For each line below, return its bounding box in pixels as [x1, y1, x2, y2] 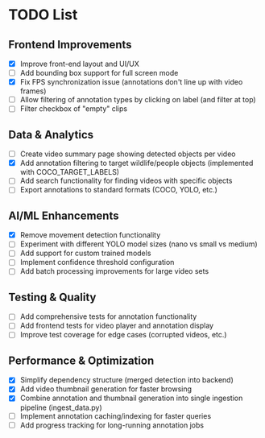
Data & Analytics [8, 127, 94, 142]
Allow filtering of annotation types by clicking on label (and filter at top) [19, 95, 256, 105]
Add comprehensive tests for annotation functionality [19, 312, 197, 321]
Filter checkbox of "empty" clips [19, 104, 127, 114]
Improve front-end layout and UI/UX [19, 59, 139, 68]
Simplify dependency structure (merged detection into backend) [19, 375, 234, 385]
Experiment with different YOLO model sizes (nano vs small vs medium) [19, 239, 258, 249]
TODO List [8, 6, 78, 24]
